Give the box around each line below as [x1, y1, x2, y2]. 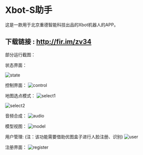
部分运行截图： [5, 51, 36, 57]
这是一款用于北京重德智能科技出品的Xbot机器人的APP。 [5, 22, 118, 28]
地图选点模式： [5, 92, 36, 99]
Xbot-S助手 [5, 4, 53, 16]
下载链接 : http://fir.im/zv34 [5, 38, 92, 46]
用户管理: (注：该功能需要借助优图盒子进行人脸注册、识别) [5, 134, 123, 140]
